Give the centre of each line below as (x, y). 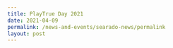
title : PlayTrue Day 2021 (45, 14)
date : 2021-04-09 (33, 20)
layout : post (26, 34)
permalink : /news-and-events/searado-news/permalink (86, 27)
